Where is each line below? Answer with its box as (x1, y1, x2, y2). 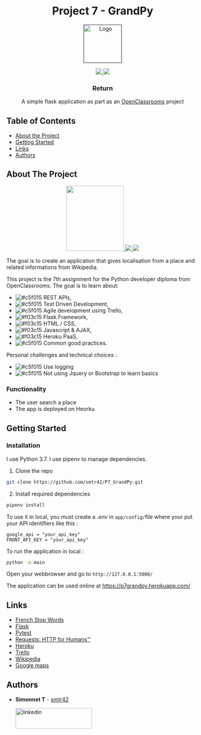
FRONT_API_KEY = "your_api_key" (6, 537, 89, 543)
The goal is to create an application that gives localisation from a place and (6, 257, 196, 264)
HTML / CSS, (43, 320, 76, 327)
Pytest (15, 629, 32, 636)
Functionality (6, 385, 47, 393)
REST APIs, (43, 293, 72, 301)
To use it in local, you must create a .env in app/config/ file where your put (6, 513, 193, 520)
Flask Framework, (43, 313, 89, 320)
